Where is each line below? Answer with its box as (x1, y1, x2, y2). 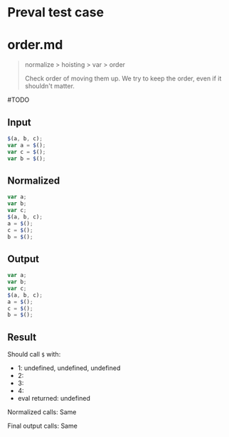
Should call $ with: (7, 350, 61, 359)
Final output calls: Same (7, 421, 78, 431)
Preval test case (7, 4, 105, 21)
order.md (7, 37, 63, 53)
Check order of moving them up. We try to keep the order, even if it (24, 74, 222, 83)
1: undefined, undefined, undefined (17, 364, 121, 372)
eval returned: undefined (17, 394, 91, 403)
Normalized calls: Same (7, 408, 77, 416)
